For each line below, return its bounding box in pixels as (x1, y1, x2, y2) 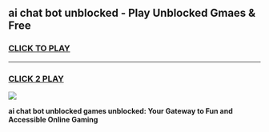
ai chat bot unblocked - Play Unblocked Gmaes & (8, 6, 256, 20)
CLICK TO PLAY (8, 43, 70, 54)
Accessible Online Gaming (8, 114, 98, 124)
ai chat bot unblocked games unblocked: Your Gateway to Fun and (8, 106, 234, 115)
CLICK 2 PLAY (8, 73, 64, 84)
